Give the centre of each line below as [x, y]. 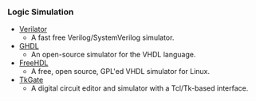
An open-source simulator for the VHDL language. [113, 55]
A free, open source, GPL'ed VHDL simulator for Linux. [120, 72]
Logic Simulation [41, 12]
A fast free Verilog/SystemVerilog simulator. [102, 37]
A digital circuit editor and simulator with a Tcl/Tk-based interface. [140, 88]
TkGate [31, 80]
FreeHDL [33, 63]
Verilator [33, 29]
